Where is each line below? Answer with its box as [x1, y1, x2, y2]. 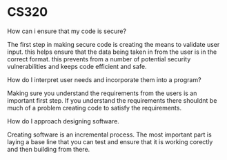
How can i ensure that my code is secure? [7, 27, 126, 35]
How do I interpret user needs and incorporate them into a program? [7, 75, 201, 83]
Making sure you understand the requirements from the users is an [7, 89, 197, 97]
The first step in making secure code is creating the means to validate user [7, 40, 220, 48]
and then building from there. [7, 145, 90, 153]
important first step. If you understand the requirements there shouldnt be [7, 96, 217, 104]
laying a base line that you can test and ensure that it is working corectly [7, 137, 213, 146]
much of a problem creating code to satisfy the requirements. [7, 103, 181, 112]
